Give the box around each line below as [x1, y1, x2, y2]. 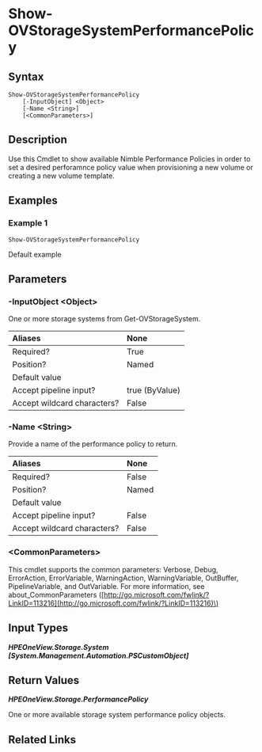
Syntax [8, 70, 44, 83]
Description [8, 133, 67, 146]
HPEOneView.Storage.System [8, 642, 109, 651]
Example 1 [8, 218, 48, 229]
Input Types [8, 621, 69, 635]
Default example [8, 249, 62, 259]
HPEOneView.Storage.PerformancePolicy [8, 694, 149, 705]
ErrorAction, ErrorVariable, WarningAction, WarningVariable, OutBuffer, [8, 573, 239, 583]
